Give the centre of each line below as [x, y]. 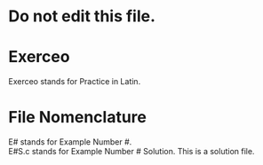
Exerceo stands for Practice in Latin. [75, 82]
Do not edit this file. [82, 16]
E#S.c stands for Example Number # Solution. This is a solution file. [131, 152]
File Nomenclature [78, 118]
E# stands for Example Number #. [70, 142]
